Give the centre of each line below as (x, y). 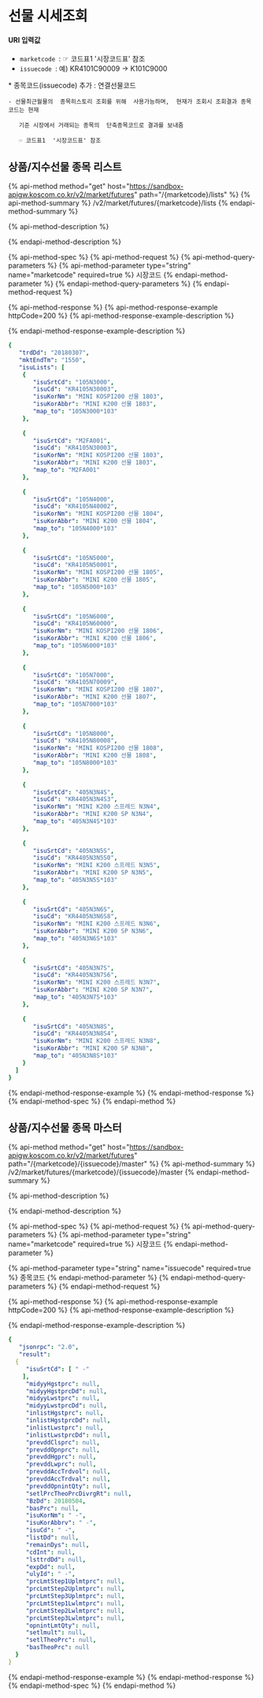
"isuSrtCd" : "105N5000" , (73, 558)
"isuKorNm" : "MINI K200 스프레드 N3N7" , (96, 982)
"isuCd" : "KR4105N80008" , (75, 741)
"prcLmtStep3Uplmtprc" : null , (75, 1596)
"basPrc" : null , (52, 1508)
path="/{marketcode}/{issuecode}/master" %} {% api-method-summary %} (132, 1164)
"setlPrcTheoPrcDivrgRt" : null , (79, 1493)
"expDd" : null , (51, 1567)
